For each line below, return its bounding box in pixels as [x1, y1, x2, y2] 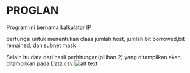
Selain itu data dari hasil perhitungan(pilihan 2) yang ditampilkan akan [6, 53, 181, 60]
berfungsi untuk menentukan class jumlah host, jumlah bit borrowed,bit [6, 35, 185, 42]
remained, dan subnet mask [6, 42, 76, 49]
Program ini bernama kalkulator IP [6, 24, 91, 31]
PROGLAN [6, 4, 59, 17]
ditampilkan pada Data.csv [6, 60, 73, 67]
